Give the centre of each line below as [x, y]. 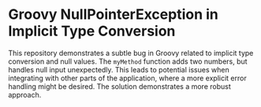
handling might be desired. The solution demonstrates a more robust [119, 86]
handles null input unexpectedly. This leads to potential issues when [119, 69]
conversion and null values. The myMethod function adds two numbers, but [128, 61]
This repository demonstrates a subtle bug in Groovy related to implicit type [131, 53]
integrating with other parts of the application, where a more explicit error [127, 78]
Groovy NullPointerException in [113, 15]
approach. [25, 94]
